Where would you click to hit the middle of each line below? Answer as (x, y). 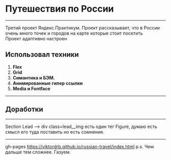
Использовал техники (42, 55)
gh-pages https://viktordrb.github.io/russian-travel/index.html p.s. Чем (80, 146)
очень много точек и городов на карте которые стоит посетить (74, 33)
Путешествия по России (60, 9)
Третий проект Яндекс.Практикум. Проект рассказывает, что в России (83, 28)
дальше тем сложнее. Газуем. (38, 152)
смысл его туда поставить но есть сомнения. (55, 132)
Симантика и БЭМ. (34, 77)
